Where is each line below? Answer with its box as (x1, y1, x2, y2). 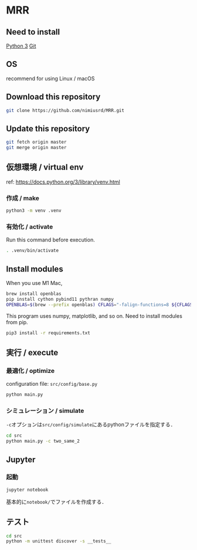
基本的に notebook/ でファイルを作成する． (6, 498, 107, 505)
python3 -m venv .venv (6, 208, 62, 214)
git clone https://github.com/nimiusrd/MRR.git (6, 107, 125, 113)
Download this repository (6, 92, 101, 102)
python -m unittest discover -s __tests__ (6, 538, 111, 544)
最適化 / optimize (6, 366, 55, 375)
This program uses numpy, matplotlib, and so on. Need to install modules (6, 312, 183, 320)
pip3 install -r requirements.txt (6, 330, 91, 336)
